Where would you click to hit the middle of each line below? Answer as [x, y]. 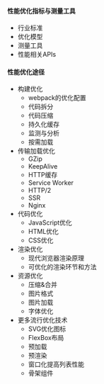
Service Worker [51, 183]
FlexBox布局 [46, 338]
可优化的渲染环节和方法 [62, 267]
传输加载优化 [36, 151]
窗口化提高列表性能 [56, 364]
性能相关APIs [37, 55]
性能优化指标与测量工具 [41, 11]
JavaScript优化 [50, 222]
